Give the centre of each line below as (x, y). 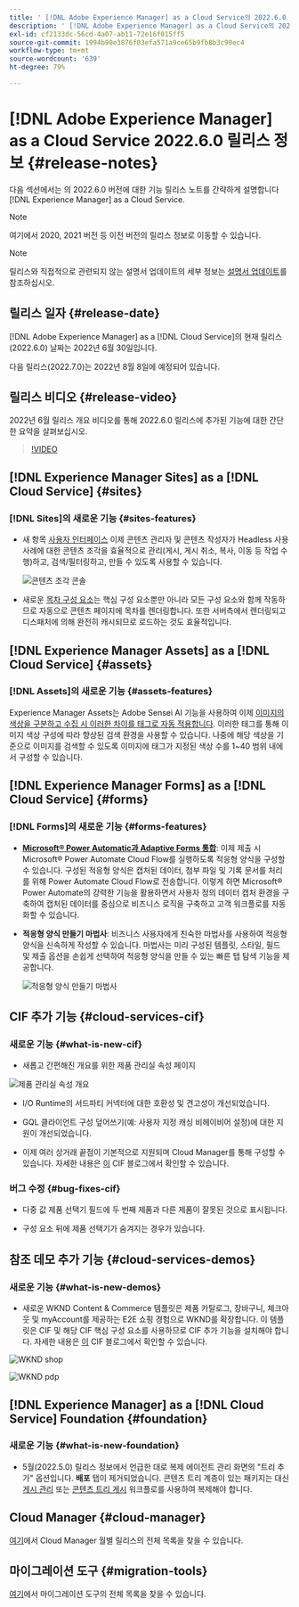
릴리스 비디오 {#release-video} (93, 398)
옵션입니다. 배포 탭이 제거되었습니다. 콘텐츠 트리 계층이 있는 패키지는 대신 (162, 1478)
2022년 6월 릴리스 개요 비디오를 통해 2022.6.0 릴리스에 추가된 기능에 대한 (138, 421)
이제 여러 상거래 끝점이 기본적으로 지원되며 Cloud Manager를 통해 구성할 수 (154, 1152)
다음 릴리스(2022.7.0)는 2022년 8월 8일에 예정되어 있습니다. (115, 366)
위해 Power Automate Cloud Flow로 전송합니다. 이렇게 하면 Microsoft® (157, 881)
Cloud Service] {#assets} (81, 664)
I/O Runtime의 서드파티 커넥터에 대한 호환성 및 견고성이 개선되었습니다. (145, 1103)
